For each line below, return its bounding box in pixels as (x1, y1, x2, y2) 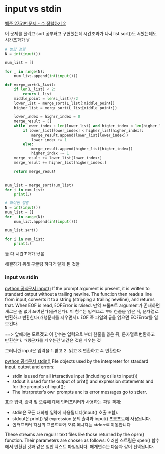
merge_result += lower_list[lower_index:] (14, 156, 102, 161)
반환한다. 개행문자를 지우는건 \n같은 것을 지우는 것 (5, 337, 101, 343)
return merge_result (14, 169, 56, 174)
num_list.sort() (5, 227, 38, 233)
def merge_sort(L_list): (5, 83, 56, 87)
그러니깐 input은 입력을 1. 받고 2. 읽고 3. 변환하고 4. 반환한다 (5, 347, 121, 353)
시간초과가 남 (5, 37, 30, 43)
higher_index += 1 (31, 151, 69, 156)
